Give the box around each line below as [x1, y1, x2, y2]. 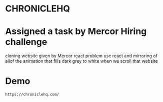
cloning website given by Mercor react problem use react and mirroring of [5, 53, 157, 59]
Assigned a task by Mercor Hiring [5, 26, 147, 37]
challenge [5, 36, 47, 48]
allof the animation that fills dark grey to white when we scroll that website [5, 58, 158, 64]
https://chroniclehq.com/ [5, 92, 59, 97]
